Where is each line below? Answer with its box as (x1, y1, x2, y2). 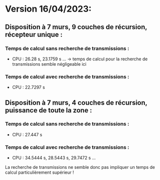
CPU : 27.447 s (12, 131, 42, 137)
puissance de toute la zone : (5, 106, 92, 114)
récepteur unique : (5, 30, 62, 38)
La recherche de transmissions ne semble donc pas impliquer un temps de (5, 164, 155, 170)
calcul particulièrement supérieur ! (5, 169, 74, 176)
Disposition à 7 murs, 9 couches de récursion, (5, 23, 147, 31)
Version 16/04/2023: (5, 3, 92, 15)
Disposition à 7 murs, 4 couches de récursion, (5, 98, 147, 107)
